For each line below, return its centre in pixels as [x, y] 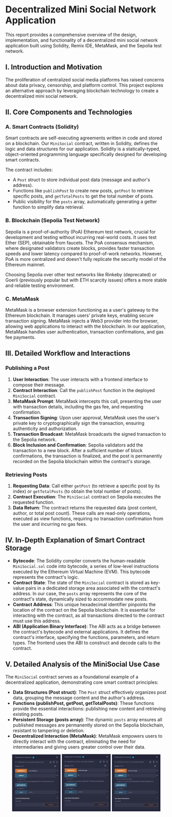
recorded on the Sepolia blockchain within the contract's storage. [82, 461]
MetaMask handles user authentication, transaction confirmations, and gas [84, 332]
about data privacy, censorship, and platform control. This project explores [84, 85]
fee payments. [21, 338]
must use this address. [37, 620]
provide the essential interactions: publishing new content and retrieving [89, 708]
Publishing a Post [27, 368]
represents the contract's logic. [46, 577]
